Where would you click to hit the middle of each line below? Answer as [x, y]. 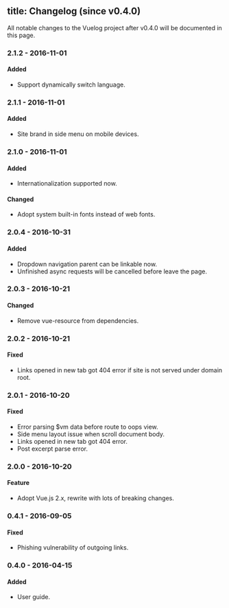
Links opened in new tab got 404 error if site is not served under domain [120, 370]
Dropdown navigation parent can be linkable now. [87, 264]
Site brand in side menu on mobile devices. [78, 134]
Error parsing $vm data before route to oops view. [88, 427]
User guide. [33, 597]
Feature [18, 483]
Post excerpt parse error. [52, 449]
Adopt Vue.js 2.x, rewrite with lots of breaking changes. [96, 498]
